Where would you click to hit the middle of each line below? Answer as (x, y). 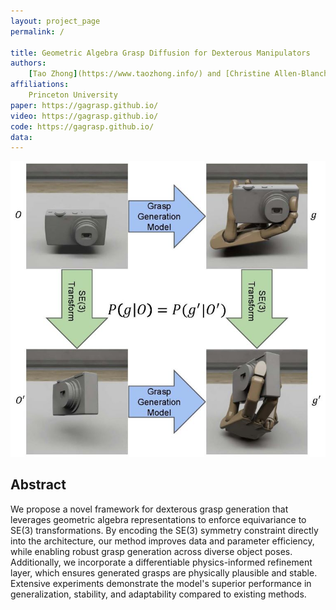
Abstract (38, 485)
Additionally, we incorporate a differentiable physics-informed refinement (161, 562)
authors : (28, 63)
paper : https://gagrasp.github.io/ (84, 105)
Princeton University (73, 95)
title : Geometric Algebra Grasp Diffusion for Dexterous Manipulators (160, 53)
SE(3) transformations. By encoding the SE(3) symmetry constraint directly (164, 530)
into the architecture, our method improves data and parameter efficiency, (162, 541)
